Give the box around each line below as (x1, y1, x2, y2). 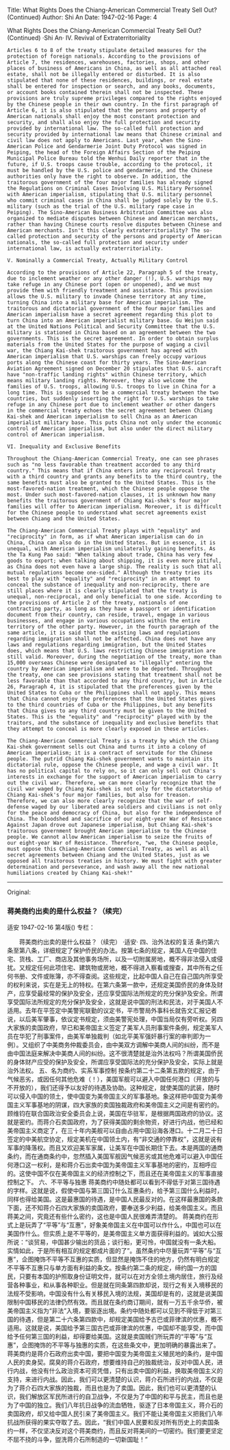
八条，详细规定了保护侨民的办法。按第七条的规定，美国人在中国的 (25, 946, 211, 955)
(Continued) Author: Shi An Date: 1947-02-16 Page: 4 (7, 13, 157, 21)
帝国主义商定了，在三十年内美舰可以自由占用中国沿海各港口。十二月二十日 (12, 1127, 223, 1135)
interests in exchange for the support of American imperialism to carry (7, 773, 222, 780)
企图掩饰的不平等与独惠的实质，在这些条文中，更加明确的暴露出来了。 (21, 1341, 220, 1349)
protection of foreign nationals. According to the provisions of (7, 53, 201, 60)
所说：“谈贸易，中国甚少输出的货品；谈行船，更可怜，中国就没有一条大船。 (7, 1238, 220, 1246)
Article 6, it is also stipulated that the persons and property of (7, 107, 207, 114)
